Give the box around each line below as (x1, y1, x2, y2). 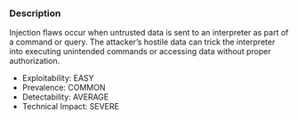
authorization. (9, 56, 60, 67)
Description (9, 7, 61, 20)
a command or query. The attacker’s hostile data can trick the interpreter (9, 36, 276, 47)
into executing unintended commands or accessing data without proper (9, 46, 271, 57)
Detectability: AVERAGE (21, 92, 109, 102)
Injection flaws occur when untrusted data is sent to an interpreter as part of (9, 28, 289, 38)
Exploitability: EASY (21, 73, 95, 84)
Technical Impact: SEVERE (21, 101, 120, 112)
